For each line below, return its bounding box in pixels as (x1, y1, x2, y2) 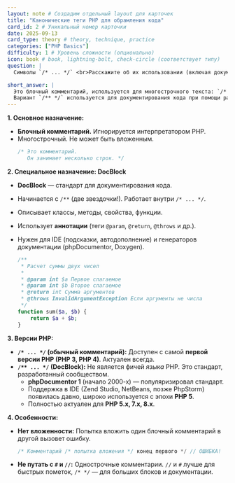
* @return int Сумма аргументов (20, 288, 115, 296)
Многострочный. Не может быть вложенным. (17, 134, 154, 143)
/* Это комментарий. (17, 148, 78, 155)
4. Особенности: (7, 413, 58, 421)
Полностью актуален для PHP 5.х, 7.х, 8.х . (27, 400, 155, 408)
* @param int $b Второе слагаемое (20, 282, 122, 289)
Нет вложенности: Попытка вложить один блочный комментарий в (17, 426, 222, 435)
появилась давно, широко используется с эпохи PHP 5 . (27, 392, 194, 400)
